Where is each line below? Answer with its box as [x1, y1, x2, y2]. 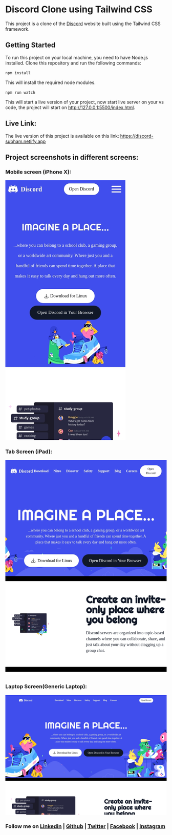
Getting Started [5, 41, 56, 50]
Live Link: [5, 119, 37, 128]
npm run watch [5, 90, 36, 95]
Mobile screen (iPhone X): [5, 168, 72, 175]
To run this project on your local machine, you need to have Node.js [5, 54, 148, 60]
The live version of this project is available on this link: [5, 133, 119, 139]
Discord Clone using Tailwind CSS [5, 4, 153, 15]
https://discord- [120, 133, 154, 139]
